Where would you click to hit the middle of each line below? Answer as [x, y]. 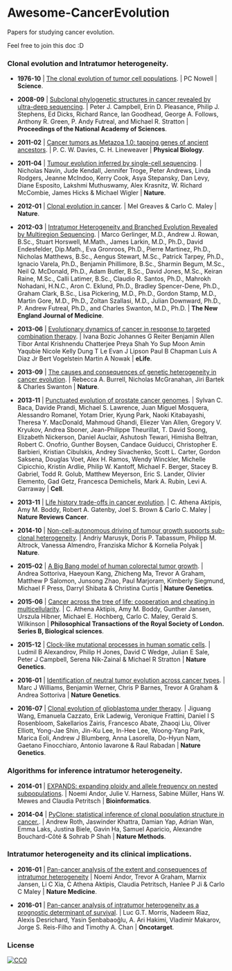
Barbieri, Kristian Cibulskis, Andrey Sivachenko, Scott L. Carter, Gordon [119, 452]
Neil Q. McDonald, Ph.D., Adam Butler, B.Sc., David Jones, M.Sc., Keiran [120, 272]
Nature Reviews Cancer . [53, 517]
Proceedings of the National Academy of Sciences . [92, 129]
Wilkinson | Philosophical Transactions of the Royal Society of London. [121, 624]
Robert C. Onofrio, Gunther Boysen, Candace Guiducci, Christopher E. [117, 445]
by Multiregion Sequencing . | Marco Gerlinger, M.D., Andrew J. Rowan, [118, 235]
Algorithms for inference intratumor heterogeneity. [95, 771]
